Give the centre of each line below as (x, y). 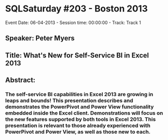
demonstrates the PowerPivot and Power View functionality (79, 107)
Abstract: (20, 80)
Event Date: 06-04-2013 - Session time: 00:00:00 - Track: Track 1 (73, 22)
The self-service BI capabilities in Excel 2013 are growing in (79, 94)
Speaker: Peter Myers (40, 38)
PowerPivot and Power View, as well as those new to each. (78, 132)
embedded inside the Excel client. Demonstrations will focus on (84, 113)
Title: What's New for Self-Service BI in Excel (77, 55)
